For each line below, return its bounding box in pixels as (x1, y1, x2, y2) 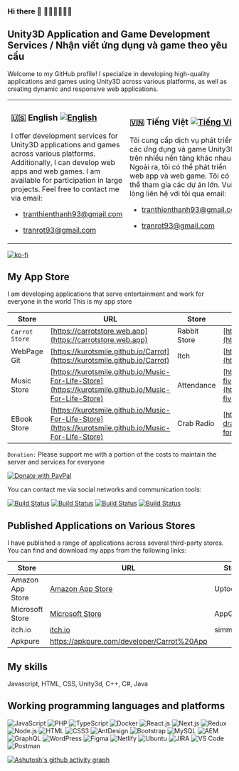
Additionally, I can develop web (11, 157, 115, 167)
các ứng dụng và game (129, 144, 206, 154)
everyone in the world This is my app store (7, 297, 133, 306)
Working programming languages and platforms (7, 700, 225, 712)
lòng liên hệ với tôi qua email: (129, 188, 226, 198)
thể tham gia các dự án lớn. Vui (129, 179, 233, 189)
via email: (11, 193, 43, 203)
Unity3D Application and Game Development (7, 28, 211, 41)
